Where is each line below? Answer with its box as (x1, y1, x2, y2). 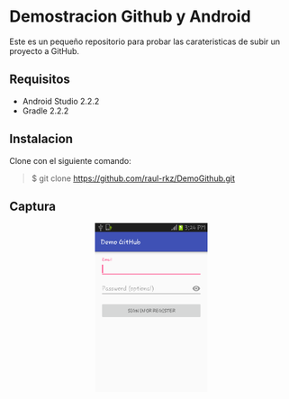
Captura (9, 198, 57, 213)
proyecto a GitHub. (9, 45, 79, 56)
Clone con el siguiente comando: (9, 155, 132, 166)
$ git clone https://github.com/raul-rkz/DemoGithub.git (31, 173, 236, 184)
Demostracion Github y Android (9, 6, 251, 27)
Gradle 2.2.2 (22, 105, 69, 116)
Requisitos (9, 72, 70, 87)
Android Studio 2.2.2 (22, 95, 100, 106)
